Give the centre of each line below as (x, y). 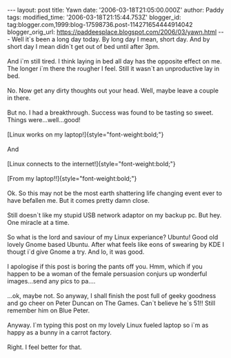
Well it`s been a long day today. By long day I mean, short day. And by (111, 39)
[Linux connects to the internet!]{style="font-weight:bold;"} (91, 164)
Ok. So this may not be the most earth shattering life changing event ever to (115, 193)
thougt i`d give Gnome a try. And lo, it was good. (76, 252)
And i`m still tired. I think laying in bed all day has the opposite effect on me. (114, 61)
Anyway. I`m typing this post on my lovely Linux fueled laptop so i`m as (108, 325)
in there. (19, 98)
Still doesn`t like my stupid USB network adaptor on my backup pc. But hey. (114, 215)
